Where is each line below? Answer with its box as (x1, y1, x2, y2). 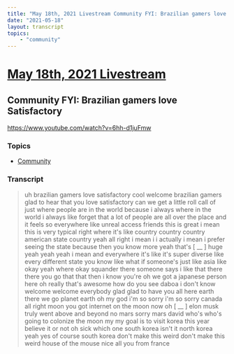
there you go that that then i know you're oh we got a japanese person (24, 272, 227, 281)
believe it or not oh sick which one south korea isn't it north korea (24, 324, 213, 332)
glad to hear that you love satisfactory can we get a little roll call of (24, 197, 217, 206)
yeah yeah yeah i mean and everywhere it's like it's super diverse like (24, 250, 224, 258)
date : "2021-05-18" (7, 17, 64, 24)
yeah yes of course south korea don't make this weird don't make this (24, 332, 226, 340)
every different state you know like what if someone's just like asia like (24, 257, 227, 266)
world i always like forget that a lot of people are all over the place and (24, 213, 227, 221)
